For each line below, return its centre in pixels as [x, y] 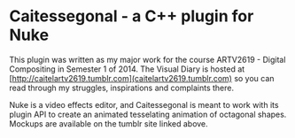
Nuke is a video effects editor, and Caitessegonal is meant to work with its [144, 104]
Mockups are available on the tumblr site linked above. [109, 123]
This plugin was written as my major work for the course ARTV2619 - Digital [147, 59]
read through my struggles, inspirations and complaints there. [122, 88]
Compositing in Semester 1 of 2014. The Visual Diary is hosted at [127, 69]
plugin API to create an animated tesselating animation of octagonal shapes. [148, 114]
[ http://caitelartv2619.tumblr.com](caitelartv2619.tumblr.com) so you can [142, 78]
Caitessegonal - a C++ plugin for [132, 16]
